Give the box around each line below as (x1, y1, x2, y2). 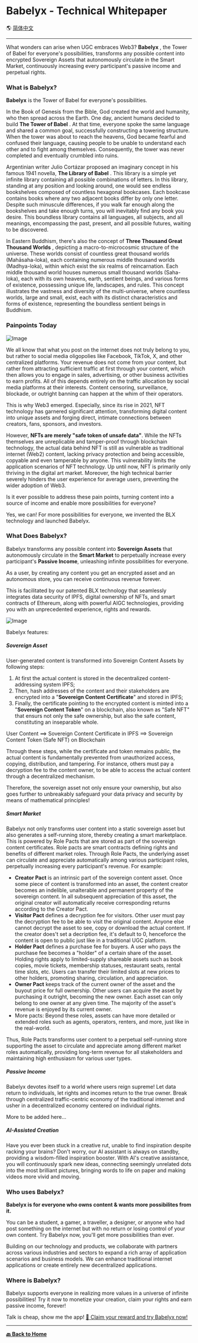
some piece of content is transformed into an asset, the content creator (14, 880, 189, 887)
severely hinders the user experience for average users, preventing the (6, 475, 179, 482)
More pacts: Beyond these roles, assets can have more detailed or (14, 1012, 176, 1019)
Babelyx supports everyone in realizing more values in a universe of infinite (6, 1290, 189, 1297)
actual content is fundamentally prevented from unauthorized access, (6, 754, 175, 761)
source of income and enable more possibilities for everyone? (6, 500, 156, 507)
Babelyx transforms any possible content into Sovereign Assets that (6, 545, 173, 552)
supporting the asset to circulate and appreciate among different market (6, 1042, 181, 1049)
